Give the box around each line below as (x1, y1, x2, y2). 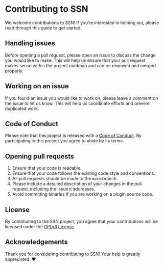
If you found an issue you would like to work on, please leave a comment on (5, 95, 158, 101)
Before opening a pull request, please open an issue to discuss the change (5, 52, 156, 58)
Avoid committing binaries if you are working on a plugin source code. (12, 191, 154, 197)
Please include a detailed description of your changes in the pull (12, 181, 142, 187)
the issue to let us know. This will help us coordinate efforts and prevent (5, 100, 150, 106)
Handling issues (5, 39, 55, 48)
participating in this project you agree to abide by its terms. (5, 138, 124, 144)
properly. (5, 68, 23, 74)
